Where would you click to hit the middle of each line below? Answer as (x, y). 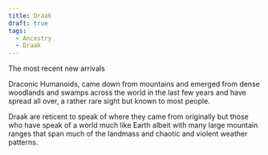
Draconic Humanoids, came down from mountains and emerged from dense (134, 84)
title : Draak (30, 16)
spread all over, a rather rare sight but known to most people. (109, 101)
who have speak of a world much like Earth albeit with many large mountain (133, 125)
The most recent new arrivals (57, 68)
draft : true (28, 23)
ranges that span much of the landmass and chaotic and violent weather (128, 134)
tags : (17, 31)
